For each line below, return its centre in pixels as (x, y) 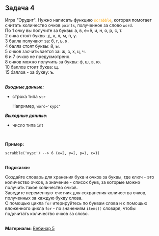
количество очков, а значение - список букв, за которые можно (73, 182)
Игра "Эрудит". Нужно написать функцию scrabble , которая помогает (79, 20)
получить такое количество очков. (41, 187)
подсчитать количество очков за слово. (47, 213)
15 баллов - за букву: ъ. (30, 72)
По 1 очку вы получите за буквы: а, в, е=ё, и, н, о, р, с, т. (64, 30)
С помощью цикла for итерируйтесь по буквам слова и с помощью (76, 203)
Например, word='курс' (37, 106)
